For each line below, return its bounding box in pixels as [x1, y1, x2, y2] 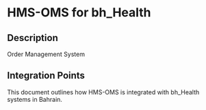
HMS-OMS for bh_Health [7, 5, 152, 20]
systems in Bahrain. [7, 95, 63, 103]
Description [7, 32, 58, 44]
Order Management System [7, 50, 86, 58]
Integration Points [7, 70, 86, 81]
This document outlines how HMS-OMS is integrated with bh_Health [7, 87, 200, 96]
